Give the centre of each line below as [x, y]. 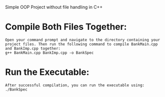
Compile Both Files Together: [66, 27]
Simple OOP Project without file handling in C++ [54, 7]
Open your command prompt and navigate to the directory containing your [83, 40]
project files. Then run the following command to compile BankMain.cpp [82, 44]
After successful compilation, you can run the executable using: [75, 85]
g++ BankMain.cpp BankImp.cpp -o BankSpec [49, 53]
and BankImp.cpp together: [33, 48]
